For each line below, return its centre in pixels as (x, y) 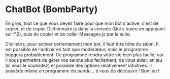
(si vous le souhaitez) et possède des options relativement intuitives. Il (79, 65)
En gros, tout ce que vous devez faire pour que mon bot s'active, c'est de (82, 23)
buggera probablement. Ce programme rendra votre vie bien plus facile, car (84, 55)
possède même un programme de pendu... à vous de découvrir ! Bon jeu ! (82, 71)
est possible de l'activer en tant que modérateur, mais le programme (77, 49)
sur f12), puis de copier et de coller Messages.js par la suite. (68, 34)
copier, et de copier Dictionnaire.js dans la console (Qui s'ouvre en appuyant (85, 28)
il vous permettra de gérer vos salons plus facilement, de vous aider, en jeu (84, 60)
